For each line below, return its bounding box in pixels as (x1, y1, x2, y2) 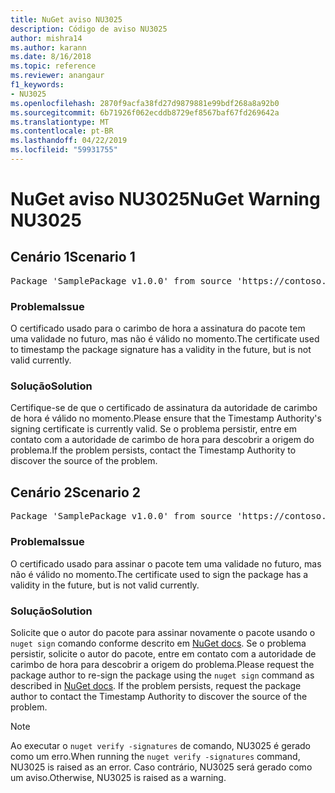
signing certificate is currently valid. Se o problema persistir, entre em (10, 423, 298, 435)
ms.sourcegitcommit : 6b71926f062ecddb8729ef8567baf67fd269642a (10, 107, 280, 118)
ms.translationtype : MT (10, 117, 110, 127)
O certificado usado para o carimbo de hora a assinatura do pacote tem (10, 322, 306, 335)
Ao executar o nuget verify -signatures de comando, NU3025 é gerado (10, 739, 311, 751)
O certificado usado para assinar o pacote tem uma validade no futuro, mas (10, 557, 322, 570)
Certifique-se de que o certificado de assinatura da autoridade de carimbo (10, 402, 318, 414)
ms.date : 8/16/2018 (10, 52, 92, 62)
